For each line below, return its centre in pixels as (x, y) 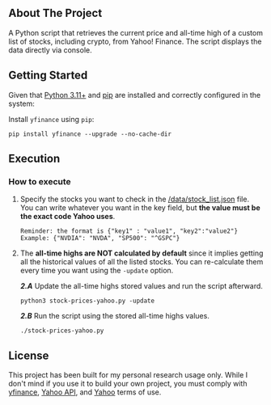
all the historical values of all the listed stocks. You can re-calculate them (142, 262)
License (29, 355)
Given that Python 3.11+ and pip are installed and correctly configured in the (135, 95)
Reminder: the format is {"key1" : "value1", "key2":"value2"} (129, 231)
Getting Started (48, 76)
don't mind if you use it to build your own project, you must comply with (128, 384)
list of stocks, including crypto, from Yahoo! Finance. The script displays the (135, 41)
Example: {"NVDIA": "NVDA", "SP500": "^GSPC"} (100, 238)
